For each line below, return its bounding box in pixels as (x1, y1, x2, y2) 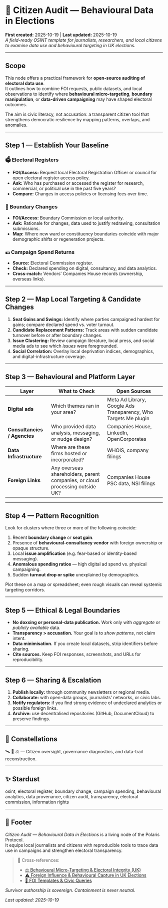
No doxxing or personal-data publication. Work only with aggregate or (12, 620, 160, 626)
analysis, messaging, (50, 429, 100, 436)
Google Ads (106, 402, 135, 409)
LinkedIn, (106, 429, 128, 436)
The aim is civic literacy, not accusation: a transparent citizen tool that (5, 111, 149, 117)
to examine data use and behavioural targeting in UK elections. (5, 42, 136, 48)
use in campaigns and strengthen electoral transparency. (5, 847, 123, 853)
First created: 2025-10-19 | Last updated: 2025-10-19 (5, 32, 117, 38)
